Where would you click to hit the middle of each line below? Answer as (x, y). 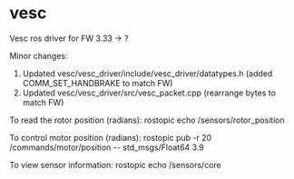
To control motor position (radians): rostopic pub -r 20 (111, 137)
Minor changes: (39, 55)
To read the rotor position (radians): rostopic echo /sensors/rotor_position (147, 120)
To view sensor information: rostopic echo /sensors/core (115, 164)
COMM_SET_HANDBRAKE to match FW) (98, 83)
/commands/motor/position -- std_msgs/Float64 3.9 (107, 147)
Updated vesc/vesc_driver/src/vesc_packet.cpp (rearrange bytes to (149, 93)
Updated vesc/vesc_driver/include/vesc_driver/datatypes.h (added (147, 73)
